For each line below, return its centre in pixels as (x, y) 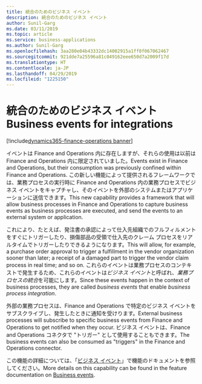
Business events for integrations (90, 124)
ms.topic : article (29, 34)
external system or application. (45, 217)
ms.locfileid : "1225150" (37, 79)
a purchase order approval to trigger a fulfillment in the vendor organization (100, 252)
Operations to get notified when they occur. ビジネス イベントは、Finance (98, 327)
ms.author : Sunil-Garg (35, 46)
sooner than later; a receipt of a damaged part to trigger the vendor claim (98, 258)
